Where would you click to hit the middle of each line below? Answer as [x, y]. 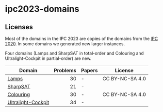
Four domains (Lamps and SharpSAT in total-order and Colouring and [74, 53]
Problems [65, 70]
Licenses [19, 27]
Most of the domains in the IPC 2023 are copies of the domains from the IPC [81, 38]
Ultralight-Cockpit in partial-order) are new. [48, 58]
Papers [89, 70]
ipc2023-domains [42, 9]
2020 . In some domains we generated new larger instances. [65, 44]
